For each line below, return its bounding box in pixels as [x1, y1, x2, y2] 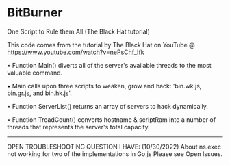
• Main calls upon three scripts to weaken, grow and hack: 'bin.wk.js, [7, 81, 202, 90]
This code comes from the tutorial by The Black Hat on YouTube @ [7, 40, 195, 49]
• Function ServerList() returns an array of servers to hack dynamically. [7, 102, 209, 110]
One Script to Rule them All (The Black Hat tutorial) [7, 27, 151, 36]
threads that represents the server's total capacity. [7, 123, 151, 131]
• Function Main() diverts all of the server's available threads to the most [7, 61, 212, 69]
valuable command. [7, 68, 63, 77]
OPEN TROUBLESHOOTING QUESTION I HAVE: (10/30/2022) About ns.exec [7, 142, 221, 151]
